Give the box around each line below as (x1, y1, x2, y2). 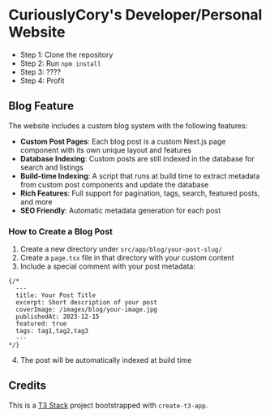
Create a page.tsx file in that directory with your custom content (19, 253, 234, 263)
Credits (8, 379, 47, 393)
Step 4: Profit (19, 75, 65, 85)
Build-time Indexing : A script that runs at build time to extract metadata (19, 170, 260, 180)
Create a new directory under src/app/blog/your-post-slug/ (19, 244, 223, 254)
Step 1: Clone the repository (19, 50, 114, 59)
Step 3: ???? (19, 67, 62, 76)
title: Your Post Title (15, 291, 96, 299)
